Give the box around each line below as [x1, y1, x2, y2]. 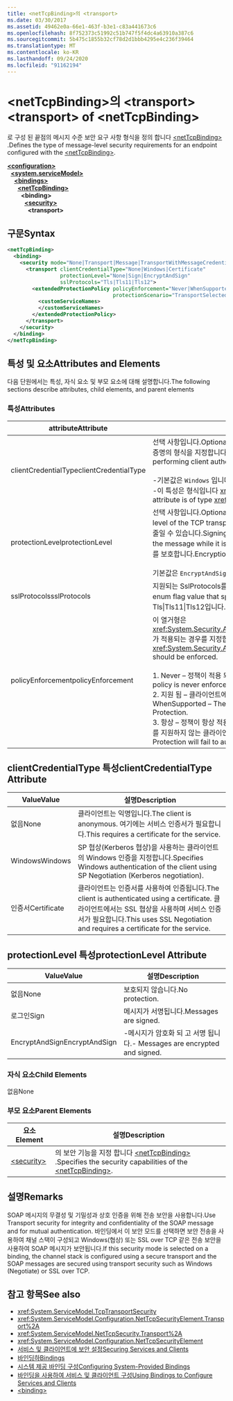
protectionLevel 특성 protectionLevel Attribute [7, 949, 207, 961]
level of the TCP [152, 518, 205, 528]
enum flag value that [152, 592, 220, 601]
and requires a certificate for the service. [77, 924, 211, 934]
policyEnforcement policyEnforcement [10, 675, 134, 685]
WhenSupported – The [152, 698, 227, 708]
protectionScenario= [112, 292, 172, 299]
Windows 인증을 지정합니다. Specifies [85, 853, 204, 863]
